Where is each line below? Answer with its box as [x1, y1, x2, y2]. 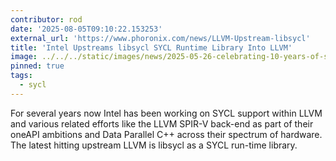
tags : [10, 71, 33, 81]
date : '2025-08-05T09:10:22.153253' [10, 24, 163, 34]
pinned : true [10, 61, 65, 71]
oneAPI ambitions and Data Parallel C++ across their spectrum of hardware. [10, 128, 323, 140]
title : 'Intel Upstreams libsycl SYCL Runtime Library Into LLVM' [10, 42, 293, 53]
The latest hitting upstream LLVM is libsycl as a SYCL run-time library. [10, 139, 298, 151]
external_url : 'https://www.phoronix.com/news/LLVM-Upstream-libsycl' [10, 33, 311, 43]
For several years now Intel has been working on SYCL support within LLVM [10, 107, 323, 119]
